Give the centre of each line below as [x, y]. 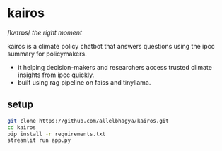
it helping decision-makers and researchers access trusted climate [115, 67]
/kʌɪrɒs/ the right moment [45, 32]
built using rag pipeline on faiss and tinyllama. [84, 82]
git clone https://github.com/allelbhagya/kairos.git [88, 121]
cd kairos [22, 127]
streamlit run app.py [39, 140]
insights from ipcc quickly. [56, 75]
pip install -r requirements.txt [57, 134]
